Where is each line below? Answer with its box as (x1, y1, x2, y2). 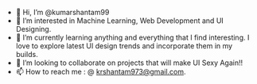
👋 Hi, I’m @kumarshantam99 (15, 8, 110, 17)
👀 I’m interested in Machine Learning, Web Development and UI (15, 16, 224, 25)
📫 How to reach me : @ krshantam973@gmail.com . (15, 67, 186, 76)
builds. (15, 50, 38, 59)
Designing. (15, 25, 52, 33)
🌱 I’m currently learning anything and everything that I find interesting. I (15, 32, 250, 42)
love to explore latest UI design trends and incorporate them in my (15, 41, 233, 51)
